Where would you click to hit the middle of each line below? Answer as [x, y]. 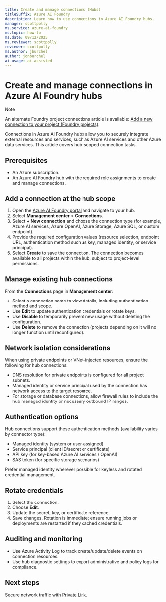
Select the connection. [35, 502]
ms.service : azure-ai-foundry [37, 28]
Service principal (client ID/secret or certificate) [61, 449]
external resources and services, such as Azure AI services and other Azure [83, 139]
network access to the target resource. [52, 391]
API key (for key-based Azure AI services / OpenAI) [65, 454]
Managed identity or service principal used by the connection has [80, 386]
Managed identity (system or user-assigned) [58, 444]
